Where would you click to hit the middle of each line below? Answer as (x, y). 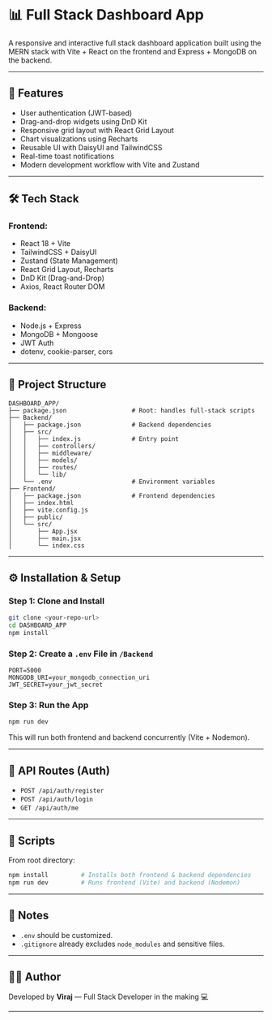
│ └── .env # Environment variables (112, 482)
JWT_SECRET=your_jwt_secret (56, 685)
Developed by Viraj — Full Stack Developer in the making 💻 (108, 997)
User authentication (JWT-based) (76, 113)
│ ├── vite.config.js (49, 510)
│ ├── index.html (41, 503)
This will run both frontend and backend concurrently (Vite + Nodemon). (129, 737)
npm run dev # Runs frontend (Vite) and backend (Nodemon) (125, 882)
